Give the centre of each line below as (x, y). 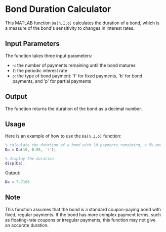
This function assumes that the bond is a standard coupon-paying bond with (83, 209)
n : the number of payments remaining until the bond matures (74, 65)
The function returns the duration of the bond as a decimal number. (74, 109)
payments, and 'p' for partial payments (52, 81)
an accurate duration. (27, 225)
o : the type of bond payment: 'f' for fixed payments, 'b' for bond (77, 76)
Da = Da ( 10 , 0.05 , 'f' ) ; (31, 150)
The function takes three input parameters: (49, 56)
